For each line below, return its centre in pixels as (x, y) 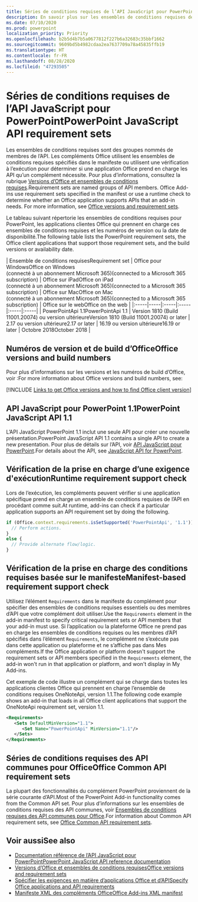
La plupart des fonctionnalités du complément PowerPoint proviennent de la (98, 791)
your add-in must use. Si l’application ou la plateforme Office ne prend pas (96, 626)
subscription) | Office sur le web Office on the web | (68, 305)
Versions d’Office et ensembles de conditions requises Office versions (99, 868)
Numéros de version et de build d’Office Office (92, 349)
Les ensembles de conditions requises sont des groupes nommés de (90, 150)
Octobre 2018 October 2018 (54, 330)
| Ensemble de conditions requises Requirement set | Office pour (84, 261)
